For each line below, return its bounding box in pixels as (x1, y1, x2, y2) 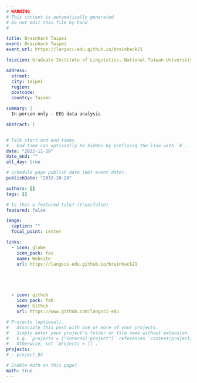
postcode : (11, 89, 35, 96)
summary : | (6, 106, 33, 111)
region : (11, 84, 30, 90)
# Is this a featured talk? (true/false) (6, 202, 109, 208)
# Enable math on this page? (6, 362, 77, 368)
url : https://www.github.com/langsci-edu (16, 309, 119, 314)
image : (6, 218, 22, 223)
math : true (6, 368, 33, 374)
